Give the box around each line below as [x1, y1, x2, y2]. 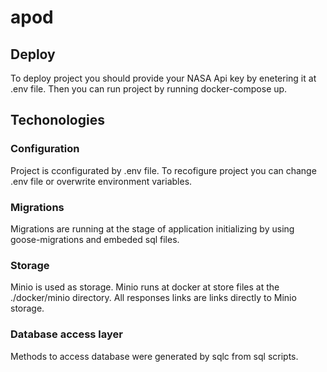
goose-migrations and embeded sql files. [10, 233, 180, 245]
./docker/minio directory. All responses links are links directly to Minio [10, 292, 297, 304]
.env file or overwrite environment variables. [10, 175, 193, 187]
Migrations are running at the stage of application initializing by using [10, 222, 295, 235]
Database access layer [10, 327, 123, 341]
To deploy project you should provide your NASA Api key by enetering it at [10, 72, 317, 84]
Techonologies [10, 112, 105, 129]
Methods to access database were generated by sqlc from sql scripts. [10, 350, 299, 362]
